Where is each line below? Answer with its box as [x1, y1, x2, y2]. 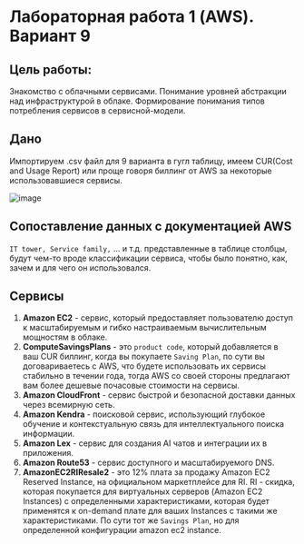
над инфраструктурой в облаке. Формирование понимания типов [9, 95, 266, 106]
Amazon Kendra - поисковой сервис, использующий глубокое [22, 409, 266, 420]
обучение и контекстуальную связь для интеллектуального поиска [22, 419, 284, 430]
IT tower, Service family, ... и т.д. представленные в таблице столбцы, [9, 242, 288, 253]
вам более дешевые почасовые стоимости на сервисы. [22, 380, 240, 391]
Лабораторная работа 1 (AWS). [9, 6, 254, 27]
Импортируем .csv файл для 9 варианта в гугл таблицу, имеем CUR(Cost [9, 155, 293, 166]
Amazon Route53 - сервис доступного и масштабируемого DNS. [22, 457, 275, 469]
